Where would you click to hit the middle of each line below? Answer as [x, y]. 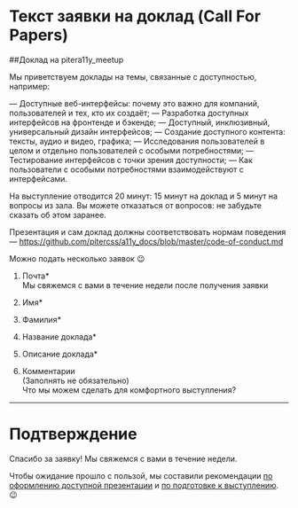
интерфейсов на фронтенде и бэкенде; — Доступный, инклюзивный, [140, 122]
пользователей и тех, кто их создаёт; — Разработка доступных [129, 113]
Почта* [35, 276]
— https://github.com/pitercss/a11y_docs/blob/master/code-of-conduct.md [146, 241]
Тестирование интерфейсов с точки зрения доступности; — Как [131, 160]
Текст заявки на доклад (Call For [135, 16]
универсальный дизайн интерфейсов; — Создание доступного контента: [147, 131]
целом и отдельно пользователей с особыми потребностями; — [132, 150]
